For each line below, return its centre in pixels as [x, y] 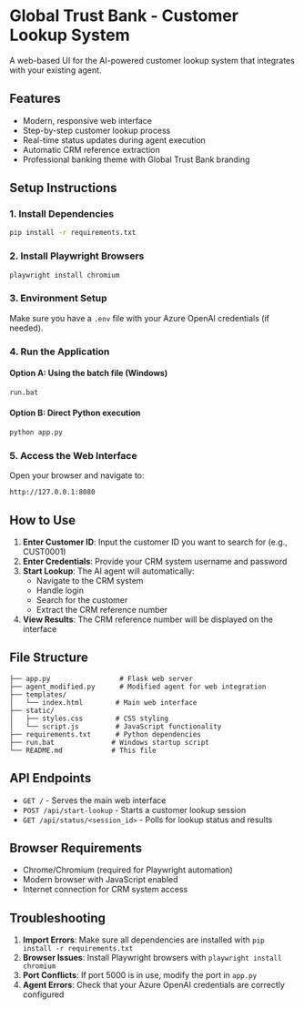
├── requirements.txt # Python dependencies [106, 734]
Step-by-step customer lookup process [96, 130]
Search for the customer [82, 600]
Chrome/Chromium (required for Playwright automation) [128, 870]
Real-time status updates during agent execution [114, 140]
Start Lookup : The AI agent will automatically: [108, 571]
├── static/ [32, 710]
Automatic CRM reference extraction [91, 149]
